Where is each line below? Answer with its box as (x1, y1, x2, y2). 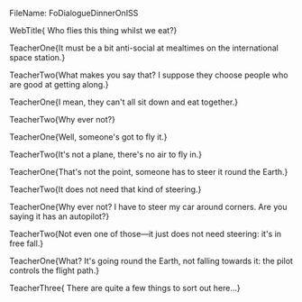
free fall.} (9, 238, 44, 249)
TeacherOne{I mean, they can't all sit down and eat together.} (9, 96, 239, 107)
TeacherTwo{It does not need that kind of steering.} (9, 184, 202, 195)
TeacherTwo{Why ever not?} (9, 114, 115, 124)
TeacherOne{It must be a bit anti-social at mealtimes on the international (9, 42, 279, 53)
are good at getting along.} (9, 79, 109, 89)
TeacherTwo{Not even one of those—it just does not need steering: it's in (9, 229, 282, 239)
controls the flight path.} (9, 265, 100, 276)
